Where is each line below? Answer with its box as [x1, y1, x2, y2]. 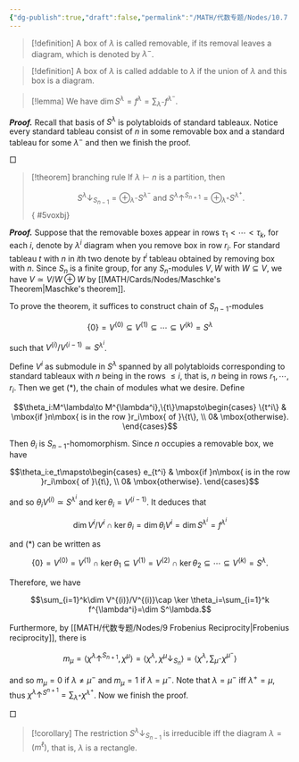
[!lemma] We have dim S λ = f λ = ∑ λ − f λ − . [30, 93, 179, 108]
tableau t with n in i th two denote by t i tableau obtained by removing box [9, 251, 275, 264]
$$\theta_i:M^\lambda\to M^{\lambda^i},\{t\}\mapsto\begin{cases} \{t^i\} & [12, 401, 287, 412]
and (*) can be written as [9, 539, 101, 549]
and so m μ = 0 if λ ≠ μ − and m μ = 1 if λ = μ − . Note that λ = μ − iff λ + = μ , [9, 674, 275, 688]
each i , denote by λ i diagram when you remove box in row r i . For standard [9, 239, 280, 253]
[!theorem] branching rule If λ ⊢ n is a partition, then [30, 172, 226, 182]
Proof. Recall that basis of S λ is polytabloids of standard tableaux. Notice [9, 115, 278, 128]
